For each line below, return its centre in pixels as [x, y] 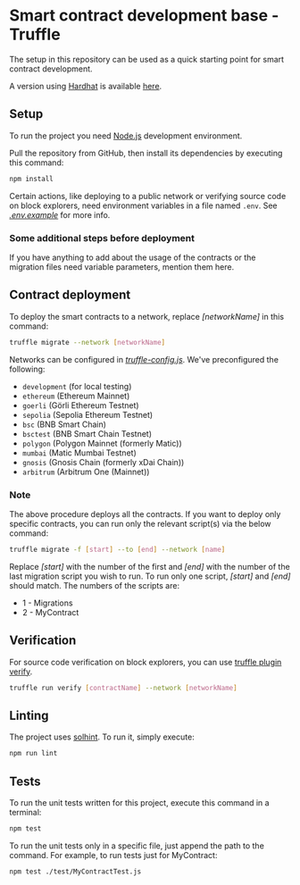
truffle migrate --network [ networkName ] [87, 342]
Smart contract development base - [144, 16]
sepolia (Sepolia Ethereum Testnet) [87, 414]
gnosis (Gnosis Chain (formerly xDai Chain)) [103, 462]
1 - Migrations [47, 603]
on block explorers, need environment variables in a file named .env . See [143, 205]
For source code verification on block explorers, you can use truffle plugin [146, 662]
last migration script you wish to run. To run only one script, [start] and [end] [150, 576]
